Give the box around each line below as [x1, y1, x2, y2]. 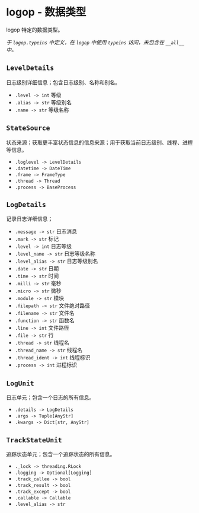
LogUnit [6, 379, 34, 387]
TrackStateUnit [6, 435, 62, 444]
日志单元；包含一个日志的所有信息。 [6, 394, 95, 401]
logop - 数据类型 [6, 5, 86, 19]
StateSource [6, 124, 50, 132]
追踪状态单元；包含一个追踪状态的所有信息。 [6, 451, 115, 457]
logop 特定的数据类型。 [6, 26, 63, 33]
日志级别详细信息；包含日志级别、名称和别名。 [6, 78, 120, 86]
